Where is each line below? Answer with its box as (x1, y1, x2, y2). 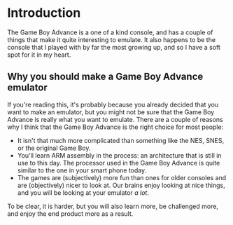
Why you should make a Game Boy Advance (7, 71, 204, 83)
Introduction (7, 5, 81, 21)
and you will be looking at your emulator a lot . (17, 188, 149, 197)
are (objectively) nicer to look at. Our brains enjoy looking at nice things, (17, 181, 225, 189)
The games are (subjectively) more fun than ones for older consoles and (17, 173, 227, 182)
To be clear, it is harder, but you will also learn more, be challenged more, (7, 202, 219, 210)
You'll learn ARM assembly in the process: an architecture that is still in (17, 151, 222, 159)
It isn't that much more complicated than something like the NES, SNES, (17, 136, 225, 144)
